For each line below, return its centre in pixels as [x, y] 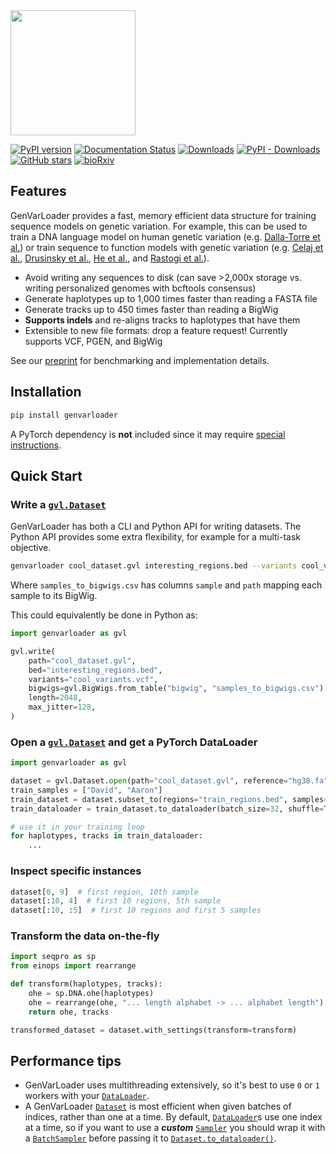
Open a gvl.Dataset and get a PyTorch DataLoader [134, 742]
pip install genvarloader [64, 415]
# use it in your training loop [77, 827]
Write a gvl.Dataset [58, 504]
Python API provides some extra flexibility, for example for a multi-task [156, 537]
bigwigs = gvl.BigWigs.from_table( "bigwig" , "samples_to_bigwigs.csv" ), [178, 689]
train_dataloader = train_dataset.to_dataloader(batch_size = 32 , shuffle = [167, 809]
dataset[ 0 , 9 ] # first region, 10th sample [104, 892]
